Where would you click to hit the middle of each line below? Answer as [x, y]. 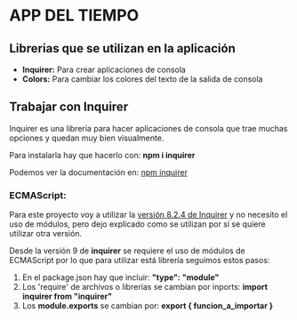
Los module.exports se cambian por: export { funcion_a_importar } [148, 306]
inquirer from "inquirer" [67, 296]
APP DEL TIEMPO [74, 16]
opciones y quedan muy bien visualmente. [87, 138]
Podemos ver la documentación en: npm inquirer [99, 172]
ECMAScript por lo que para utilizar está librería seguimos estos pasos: [140, 260]
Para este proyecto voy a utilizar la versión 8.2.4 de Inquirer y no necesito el [148, 215]
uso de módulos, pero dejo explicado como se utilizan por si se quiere [137, 224]
